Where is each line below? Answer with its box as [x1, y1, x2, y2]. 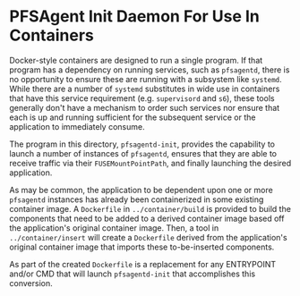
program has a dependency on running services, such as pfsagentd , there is [9, 64, 290, 75]
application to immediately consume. [9, 121, 145, 131]
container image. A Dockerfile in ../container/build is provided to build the [9, 203, 291, 214]
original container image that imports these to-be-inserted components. [9, 241, 275, 252]
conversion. [9, 277, 53, 288]
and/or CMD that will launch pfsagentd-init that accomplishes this [9, 268, 256, 279]
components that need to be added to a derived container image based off [9, 213, 285, 224]
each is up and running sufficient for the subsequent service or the [9, 112, 256, 123]
